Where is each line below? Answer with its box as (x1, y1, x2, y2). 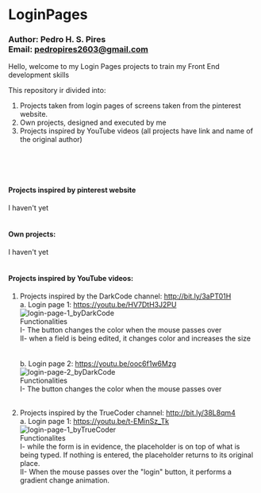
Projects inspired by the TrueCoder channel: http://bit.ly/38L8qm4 (19, 408, 236, 418)
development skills (8, 70, 70, 80)
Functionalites (19, 433, 66, 443)
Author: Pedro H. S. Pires (8, 34, 106, 45)
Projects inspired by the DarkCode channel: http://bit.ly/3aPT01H (19, 291, 232, 301)
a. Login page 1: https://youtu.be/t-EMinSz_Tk (19, 417, 170, 426)
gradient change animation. (19, 476, 109, 485)
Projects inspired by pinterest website (8, 185, 136, 195)
